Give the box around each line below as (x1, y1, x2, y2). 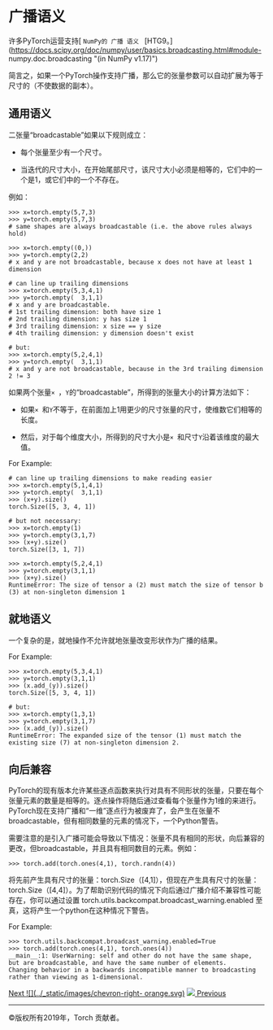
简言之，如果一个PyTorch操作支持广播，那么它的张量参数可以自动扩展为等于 (8, 70, 264, 80)
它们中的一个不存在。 (51, 174, 123, 184)
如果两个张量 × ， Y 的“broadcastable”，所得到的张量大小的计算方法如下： (8, 387, 252, 397)
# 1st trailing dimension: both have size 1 (8, 308, 162, 316)
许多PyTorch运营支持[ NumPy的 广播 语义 (8, 36, 140, 46)
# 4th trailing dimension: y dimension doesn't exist (8, 329, 195, 338)
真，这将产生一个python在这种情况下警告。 (8, 906, 153, 915)
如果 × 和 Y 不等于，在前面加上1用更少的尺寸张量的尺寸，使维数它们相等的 (19, 404, 262, 414)
